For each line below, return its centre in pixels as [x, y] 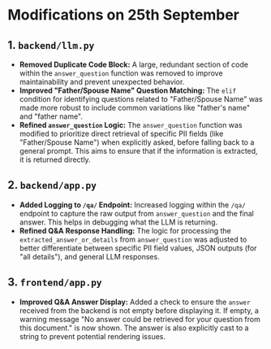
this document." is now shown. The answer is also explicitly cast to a [134, 328]
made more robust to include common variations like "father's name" [135, 108]
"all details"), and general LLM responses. [89, 256]
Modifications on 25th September [124, 15]
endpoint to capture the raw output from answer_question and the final [137, 213]
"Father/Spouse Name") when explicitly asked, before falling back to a [137, 142]
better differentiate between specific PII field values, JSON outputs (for [138, 248]
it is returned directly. [55, 159]
